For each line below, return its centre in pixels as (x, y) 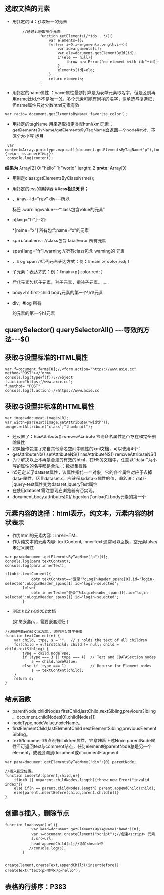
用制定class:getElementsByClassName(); (53, 178)
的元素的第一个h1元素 (33, 313)
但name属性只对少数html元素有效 (46, 105)
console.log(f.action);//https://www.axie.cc (52, 391)
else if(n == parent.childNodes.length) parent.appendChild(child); (85, 788)
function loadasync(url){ (31, 825)
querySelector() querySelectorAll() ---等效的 (74, 330)
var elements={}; (66, 40)
